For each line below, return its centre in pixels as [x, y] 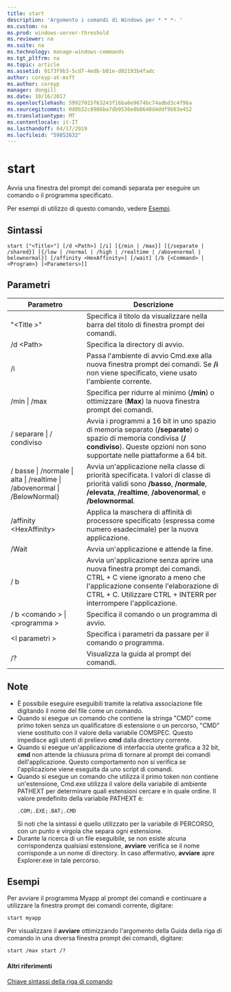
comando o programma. [125, 642]
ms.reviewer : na [30, 39]
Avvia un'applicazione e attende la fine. [150, 549]
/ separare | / [32, 434]
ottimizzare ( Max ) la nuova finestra [143, 401]
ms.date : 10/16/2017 [37, 97]
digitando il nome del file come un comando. [80, 710]
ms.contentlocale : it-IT [43, 122]
